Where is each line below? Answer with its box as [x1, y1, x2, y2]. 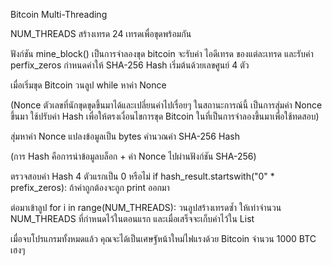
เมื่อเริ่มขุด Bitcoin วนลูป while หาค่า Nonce [10, 79, 167, 91]
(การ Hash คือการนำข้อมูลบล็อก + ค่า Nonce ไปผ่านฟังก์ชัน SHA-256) [10, 150, 257, 162]
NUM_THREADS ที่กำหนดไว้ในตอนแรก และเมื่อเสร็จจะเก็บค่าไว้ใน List [10, 213, 255, 224]
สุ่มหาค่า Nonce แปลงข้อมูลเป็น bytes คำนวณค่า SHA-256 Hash [10, 130, 240, 142]
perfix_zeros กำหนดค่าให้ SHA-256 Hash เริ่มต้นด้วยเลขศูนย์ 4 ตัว [10, 59, 250, 71]
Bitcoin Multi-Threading [10, 9, 108, 20]
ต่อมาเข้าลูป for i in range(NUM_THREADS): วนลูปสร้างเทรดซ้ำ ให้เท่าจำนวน [10, 202, 282, 213]
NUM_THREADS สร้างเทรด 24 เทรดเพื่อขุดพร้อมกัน [10, 28, 192, 39]
